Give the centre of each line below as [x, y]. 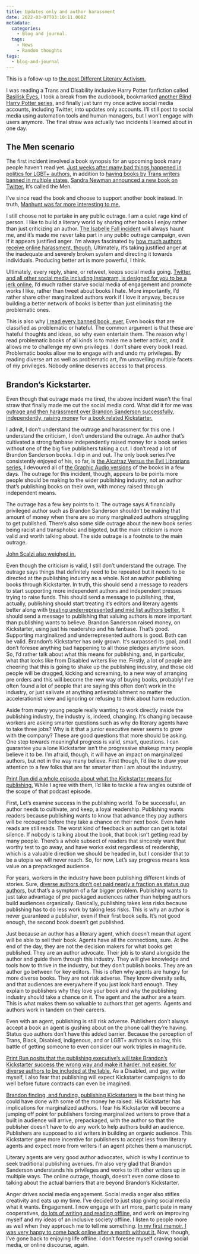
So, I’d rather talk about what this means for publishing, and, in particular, [96, 654]
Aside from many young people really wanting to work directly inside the [95, 710]
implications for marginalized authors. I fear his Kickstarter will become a [95, 1108]
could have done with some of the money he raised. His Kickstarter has [94, 1101]
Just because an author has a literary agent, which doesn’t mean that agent [99, 934]
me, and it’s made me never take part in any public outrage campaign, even [98, 235]
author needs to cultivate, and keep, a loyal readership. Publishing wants [95, 809]
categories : [26, 28]
